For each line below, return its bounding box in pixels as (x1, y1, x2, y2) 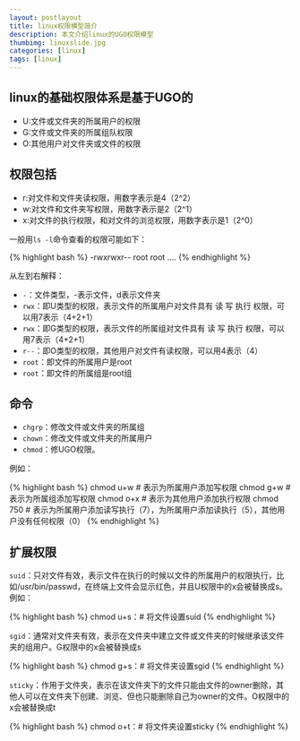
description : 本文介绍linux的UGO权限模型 (9, 30, 154, 39)
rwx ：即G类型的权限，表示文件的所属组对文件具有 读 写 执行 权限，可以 (21, 323, 285, 333)
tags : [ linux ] (9, 55, 63, 64)
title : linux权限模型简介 (9, 22, 99, 30)
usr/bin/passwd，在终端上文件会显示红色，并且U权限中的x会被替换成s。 (20, 582, 288, 592)
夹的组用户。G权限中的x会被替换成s (9, 642, 141, 652)
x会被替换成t (9, 702, 56, 713)
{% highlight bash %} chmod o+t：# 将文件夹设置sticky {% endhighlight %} (9, 721, 289, 732)
